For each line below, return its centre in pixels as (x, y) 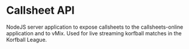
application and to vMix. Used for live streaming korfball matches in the (94, 33)
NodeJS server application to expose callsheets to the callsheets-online (95, 27)
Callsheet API (40, 10)
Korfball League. (27, 39)
